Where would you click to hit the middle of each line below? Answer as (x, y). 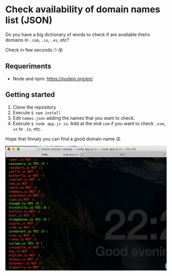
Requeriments (28, 66)
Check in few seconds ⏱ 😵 (34, 50)
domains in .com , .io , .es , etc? (37, 40)
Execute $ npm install (37, 112)
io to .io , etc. (27, 129)
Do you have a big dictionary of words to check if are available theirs (78, 34)
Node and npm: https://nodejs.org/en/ (53, 78)
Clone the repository (34, 107)
